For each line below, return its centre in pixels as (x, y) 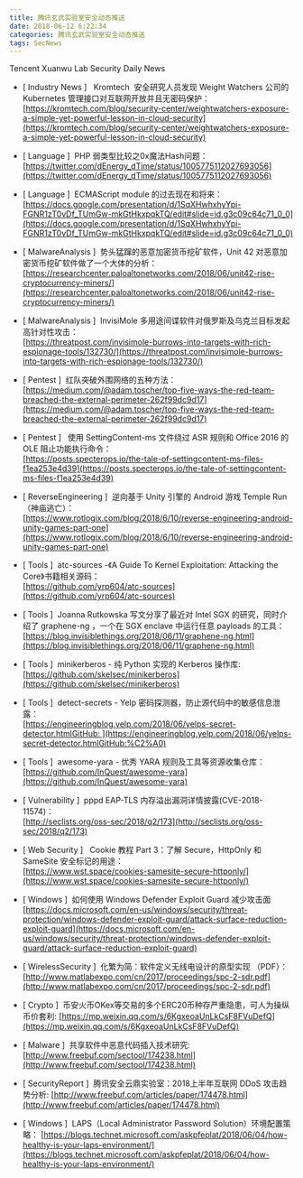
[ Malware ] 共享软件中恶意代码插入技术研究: (106, 1045)
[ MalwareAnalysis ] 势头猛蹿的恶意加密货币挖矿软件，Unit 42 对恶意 (151, 252)
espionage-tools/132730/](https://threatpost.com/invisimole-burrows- (153, 352)
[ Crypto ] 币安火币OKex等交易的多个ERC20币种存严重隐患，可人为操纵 (156, 1005)
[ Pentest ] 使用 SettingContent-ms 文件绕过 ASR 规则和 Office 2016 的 (156, 438)
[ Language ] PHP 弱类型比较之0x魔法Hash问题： (115, 156)
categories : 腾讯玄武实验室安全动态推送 (78, 34)
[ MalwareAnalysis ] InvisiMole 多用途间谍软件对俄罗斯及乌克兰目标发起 (156, 320)
